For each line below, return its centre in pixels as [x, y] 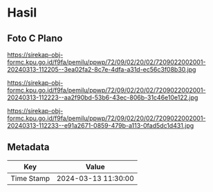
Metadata [28, 147]
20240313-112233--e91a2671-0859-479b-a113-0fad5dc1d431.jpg [101, 125]
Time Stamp [30, 178]
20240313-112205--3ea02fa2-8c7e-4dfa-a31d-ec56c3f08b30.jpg [102, 69]
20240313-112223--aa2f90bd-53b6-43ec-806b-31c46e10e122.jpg [103, 97]
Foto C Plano [35, 38]
